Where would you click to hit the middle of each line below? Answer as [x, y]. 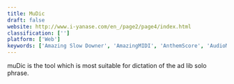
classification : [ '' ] [39, 33]
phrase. [18, 73]
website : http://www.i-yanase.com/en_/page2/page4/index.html [99, 26]
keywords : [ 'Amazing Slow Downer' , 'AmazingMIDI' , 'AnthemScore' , [106, 46]
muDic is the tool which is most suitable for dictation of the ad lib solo [107, 66]
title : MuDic [26, 14]
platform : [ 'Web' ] [34, 40]
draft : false [26, 20]
